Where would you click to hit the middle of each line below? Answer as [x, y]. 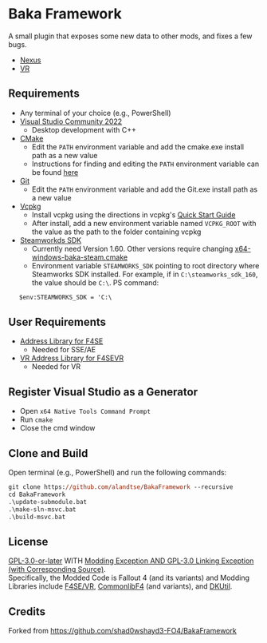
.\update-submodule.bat [48, 502]
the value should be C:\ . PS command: [95, 282]
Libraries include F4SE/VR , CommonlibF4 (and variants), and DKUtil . [120, 586]
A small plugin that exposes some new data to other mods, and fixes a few [130, 36]
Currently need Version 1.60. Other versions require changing [132, 248]
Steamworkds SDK [51, 240]
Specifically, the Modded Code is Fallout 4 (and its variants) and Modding [129, 578]
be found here [55, 172]
